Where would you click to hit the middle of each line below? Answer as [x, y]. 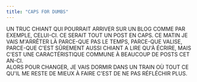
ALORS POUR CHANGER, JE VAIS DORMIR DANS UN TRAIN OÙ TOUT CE [98, 67]
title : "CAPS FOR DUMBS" [37, 12]
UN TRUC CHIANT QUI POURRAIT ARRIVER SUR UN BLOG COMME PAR [96, 29]
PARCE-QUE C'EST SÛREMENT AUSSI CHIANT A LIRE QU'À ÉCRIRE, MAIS [99, 48]
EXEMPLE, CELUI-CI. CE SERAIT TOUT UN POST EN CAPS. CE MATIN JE [97, 35]
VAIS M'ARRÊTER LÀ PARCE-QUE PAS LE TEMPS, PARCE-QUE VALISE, [94, 41]
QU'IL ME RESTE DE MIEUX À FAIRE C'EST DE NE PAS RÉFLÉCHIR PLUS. [97, 73]
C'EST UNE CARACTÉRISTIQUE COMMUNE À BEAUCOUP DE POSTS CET [98, 54]
